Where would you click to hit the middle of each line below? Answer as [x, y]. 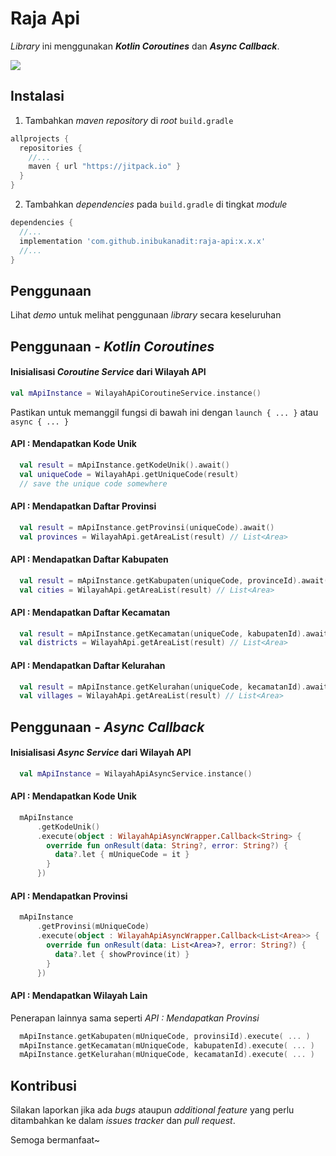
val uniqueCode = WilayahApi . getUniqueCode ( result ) [129, 474]
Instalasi [37, 96]
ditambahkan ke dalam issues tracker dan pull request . [123, 1121]
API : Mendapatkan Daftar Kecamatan [90, 612]
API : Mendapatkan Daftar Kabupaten [89, 559]
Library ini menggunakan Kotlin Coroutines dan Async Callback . [145, 46]
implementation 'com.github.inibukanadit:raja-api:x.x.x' [143, 241]
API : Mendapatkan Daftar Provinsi [83, 506]
